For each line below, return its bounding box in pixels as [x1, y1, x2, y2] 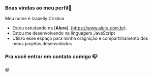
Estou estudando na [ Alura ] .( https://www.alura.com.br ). [12, 25, 127, 31]
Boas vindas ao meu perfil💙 [5, 4, 72, 11]
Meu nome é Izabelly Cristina [5, 16, 64, 22]
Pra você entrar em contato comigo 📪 [5, 53, 98, 60]
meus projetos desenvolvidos [12, 41, 72, 47]
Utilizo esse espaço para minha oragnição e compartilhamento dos [12, 35, 149, 41]
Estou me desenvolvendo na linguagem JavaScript [12, 30, 115, 36]
